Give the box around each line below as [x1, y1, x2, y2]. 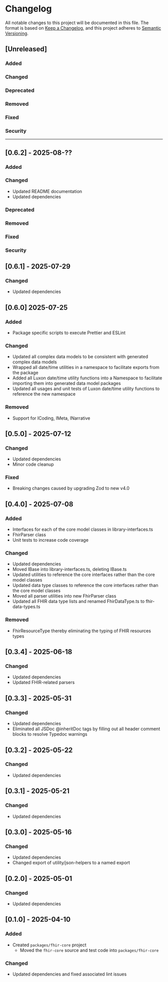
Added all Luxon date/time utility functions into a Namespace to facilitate [12, 375, 162, 381]
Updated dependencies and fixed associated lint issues [12, 971, 127, 977]
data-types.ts [12, 604, 40, 610]
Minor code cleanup [12, 461, 54, 467]
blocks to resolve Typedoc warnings [12, 731, 87, 737]
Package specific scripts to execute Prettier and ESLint [12, 330, 126, 336]
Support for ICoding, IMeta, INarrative [12, 415, 90, 421]
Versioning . [5, 30, 29, 36]
